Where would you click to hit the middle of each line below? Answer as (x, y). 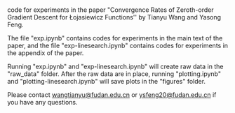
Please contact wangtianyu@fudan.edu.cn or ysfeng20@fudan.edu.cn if (112, 95)
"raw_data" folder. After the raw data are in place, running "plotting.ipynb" (114, 74)
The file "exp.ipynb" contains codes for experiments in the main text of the (115, 38)
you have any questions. (43, 102)
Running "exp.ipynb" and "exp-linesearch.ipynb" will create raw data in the (115, 66)
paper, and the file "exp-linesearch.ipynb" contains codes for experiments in (118, 45)
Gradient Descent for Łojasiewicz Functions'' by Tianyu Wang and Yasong (114, 17)
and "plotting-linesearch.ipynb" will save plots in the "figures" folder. (106, 81)
